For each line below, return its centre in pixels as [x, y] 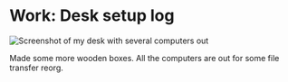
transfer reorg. [36, 68]
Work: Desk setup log [92, 16]
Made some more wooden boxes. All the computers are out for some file [144, 58]
